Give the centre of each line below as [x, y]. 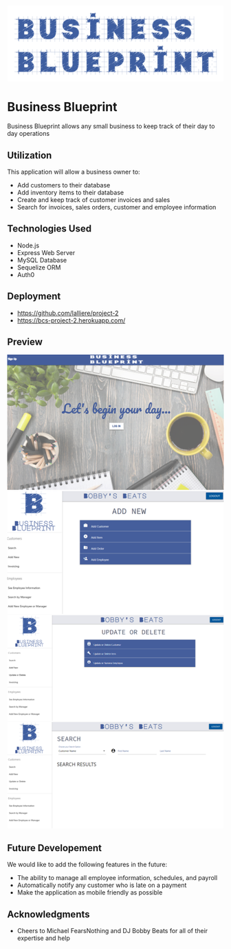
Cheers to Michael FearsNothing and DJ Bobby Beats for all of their [112, 930]
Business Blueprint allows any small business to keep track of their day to [111, 126]
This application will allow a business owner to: [74, 172]
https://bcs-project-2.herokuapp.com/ [71, 320]
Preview [25, 341]
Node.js [28, 245]
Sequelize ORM [39, 267]
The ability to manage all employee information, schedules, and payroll [117, 878]
